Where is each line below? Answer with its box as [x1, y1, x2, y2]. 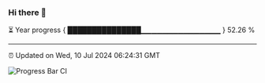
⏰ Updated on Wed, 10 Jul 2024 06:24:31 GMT [8, 51, 160, 60]
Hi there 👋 [8, 7, 47, 18]
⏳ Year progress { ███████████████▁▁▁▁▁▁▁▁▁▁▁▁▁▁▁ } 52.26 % [8, 25, 256, 34]
